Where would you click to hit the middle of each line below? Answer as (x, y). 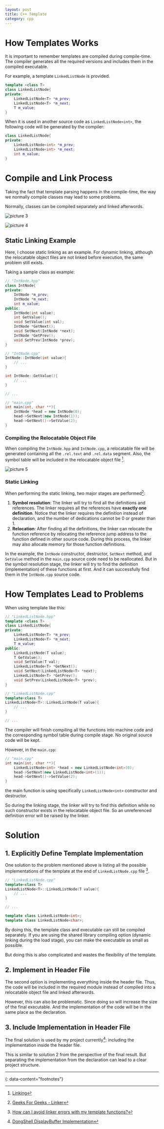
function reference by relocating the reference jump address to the (79, 534)
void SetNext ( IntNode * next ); (45, 331)
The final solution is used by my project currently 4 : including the (70, 1040)
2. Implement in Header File (48, 970)
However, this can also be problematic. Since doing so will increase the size (81, 1002)
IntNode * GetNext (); (35, 327)
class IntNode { (20, 286)
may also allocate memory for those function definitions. (69, 544)
